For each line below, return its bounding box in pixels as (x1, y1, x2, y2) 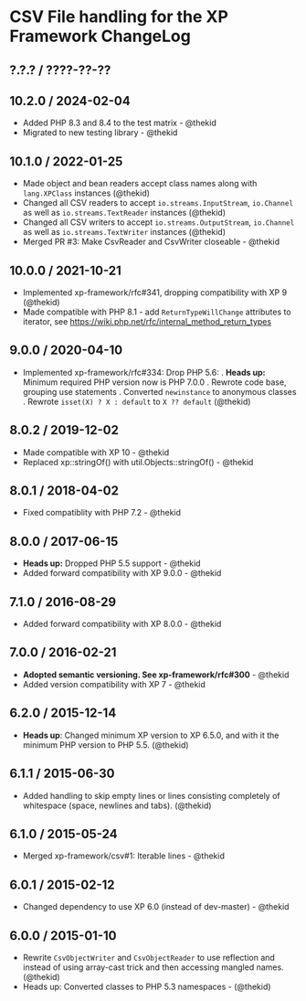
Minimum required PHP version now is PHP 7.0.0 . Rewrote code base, (22, 377, 287, 388)
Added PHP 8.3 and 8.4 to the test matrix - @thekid (22, 117, 216, 129)
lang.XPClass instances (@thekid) (22, 187, 151, 198)
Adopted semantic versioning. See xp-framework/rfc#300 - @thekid (22, 669, 290, 680)
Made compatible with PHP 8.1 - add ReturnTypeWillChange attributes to (22, 306, 291, 317)
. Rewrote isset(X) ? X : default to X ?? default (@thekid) (22, 396, 251, 407)
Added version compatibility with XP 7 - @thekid (22, 678, 206, 689)
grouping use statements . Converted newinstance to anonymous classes (22, 386, 297, 397)
